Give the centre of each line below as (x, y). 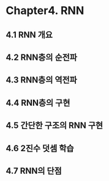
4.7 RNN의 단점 (34, 171)
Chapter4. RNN (45, 11)
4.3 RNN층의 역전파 (41, 80)
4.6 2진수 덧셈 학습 (40, 148)
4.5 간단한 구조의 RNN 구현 (55, 126)
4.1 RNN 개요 (29, 35)
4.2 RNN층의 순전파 (42, 57)
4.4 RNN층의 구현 (38, 102)
